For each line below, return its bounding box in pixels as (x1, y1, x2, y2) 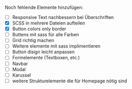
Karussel (12, 72, 31, 78)
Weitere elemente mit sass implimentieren (12, 43, 101, 49)
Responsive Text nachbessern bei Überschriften (12, 14, 114, 20)
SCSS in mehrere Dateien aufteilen (12, 20, 85, 26)
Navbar (12, 60, 28, 66)
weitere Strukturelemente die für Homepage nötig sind (12, 78, 127, 84)
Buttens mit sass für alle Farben (12, 32, 79, 38)
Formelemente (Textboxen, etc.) (12, 55, 80, 61)
